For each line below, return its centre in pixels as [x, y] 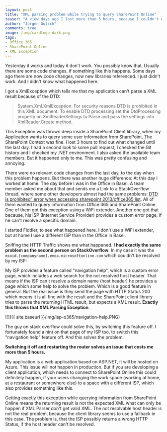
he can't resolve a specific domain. [41, 220]
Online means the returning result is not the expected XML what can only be [83, 403]
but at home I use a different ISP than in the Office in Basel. [66, 235]
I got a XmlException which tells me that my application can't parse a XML [81, 91]
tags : [11, 38]
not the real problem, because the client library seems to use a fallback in [80, 414]
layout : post [19, 10]
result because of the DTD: [33, 96]
